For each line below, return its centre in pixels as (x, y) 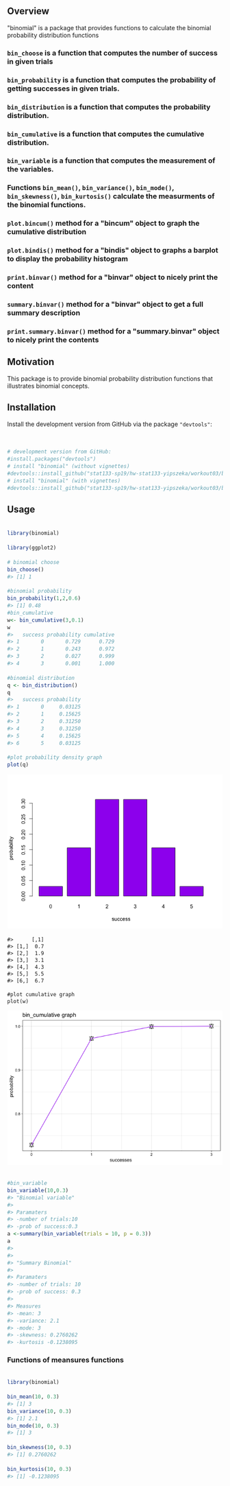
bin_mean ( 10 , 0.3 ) (33, 1397)
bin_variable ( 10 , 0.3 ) (38, 1190)
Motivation (31, 362)
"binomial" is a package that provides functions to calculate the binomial (109, 27)
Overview (28, 11)
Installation (31, 408)
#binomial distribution (41, 678)
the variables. (30, 169)
